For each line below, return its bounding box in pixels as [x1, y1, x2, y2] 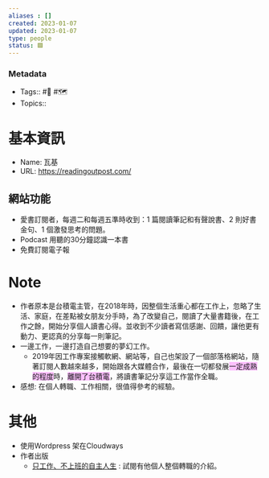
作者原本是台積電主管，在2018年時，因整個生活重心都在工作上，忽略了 [19, 301, 255, 311]
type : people [8, 34, 52, 43]
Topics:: [19, 98, 47, 109]
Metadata [8, 68, 47, 80]
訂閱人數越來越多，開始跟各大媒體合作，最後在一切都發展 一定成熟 [39, 361, 258, 371]
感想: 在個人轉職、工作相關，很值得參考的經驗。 [19, 381, 179, 391]
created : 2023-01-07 [8, 19, 78, 27]
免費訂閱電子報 [19, 245, 70, 254]
